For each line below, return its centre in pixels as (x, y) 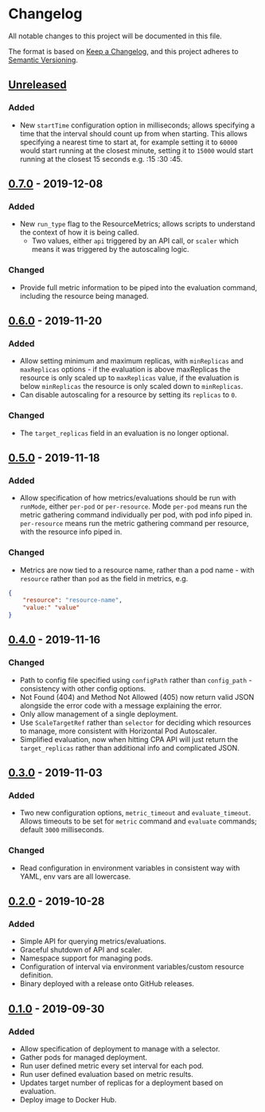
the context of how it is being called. (79, 233)
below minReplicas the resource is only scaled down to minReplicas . (131, 387)
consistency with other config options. (83, 688)
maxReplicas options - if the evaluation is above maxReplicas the (125, 369)
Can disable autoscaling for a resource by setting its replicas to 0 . (128, 395)
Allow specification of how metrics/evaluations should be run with (128, 498)
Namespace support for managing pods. (86, 958)
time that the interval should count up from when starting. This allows (134, 133)
